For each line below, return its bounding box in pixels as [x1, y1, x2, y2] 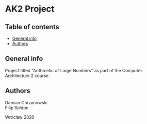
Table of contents [5, 23, 59, 31]
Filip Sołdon [5, 105, 29, 110]
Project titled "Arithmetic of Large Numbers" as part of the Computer [5, 67, 142, 73]
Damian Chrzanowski [5, 99, 48, 105]
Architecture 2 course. [5, 73, 50, 78]
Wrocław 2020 [5, 114, 35, 120]
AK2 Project [5, 3, 55, 15]
